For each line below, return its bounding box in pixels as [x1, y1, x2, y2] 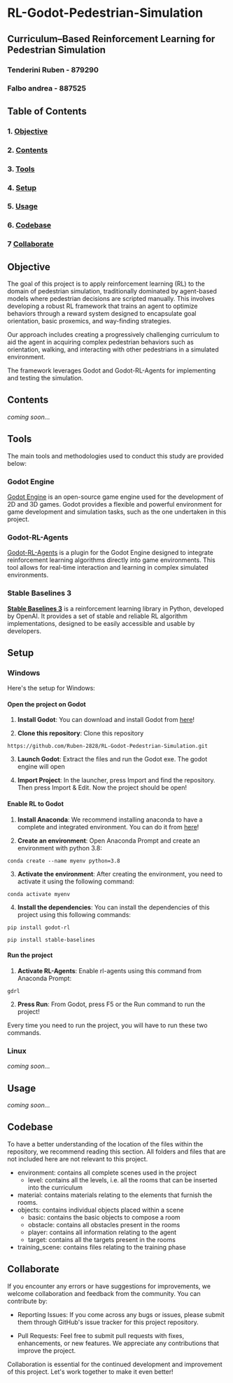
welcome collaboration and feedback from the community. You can [7, 1289, 201, 1297]
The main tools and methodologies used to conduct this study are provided [7, 451, 224, 460]
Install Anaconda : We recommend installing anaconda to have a [17, 815, 203, 824]
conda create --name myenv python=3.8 [7, 857, 120, 864]
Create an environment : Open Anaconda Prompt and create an [17, 836, 201, 845]
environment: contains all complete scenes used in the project [17, 1168, 197, 1177]
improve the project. [17, 1346, 76, 1355]
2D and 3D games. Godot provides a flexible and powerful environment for [7, 500, 223, 508]
